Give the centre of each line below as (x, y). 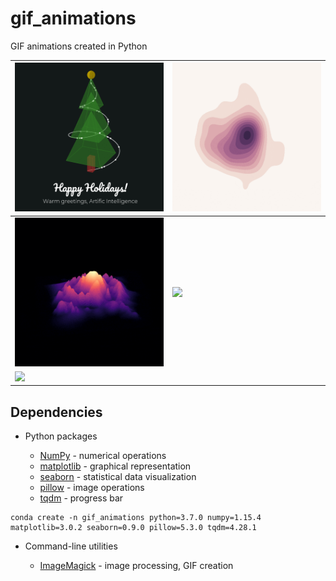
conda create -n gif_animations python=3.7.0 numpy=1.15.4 (136, 518)
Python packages (61, 436)
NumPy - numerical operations (103, 456)
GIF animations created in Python (79, 46)
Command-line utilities (71, 546)
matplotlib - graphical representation (115, 466)
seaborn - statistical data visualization (118, 477)
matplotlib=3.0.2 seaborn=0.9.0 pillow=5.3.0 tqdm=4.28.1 (133, 528)
